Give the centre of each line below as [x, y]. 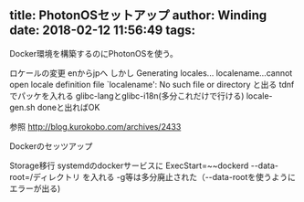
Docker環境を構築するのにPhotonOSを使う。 [94, 53]
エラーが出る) [35, 188]
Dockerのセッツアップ [51, 146]
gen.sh [22, 107]
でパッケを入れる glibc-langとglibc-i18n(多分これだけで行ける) [127, 96]
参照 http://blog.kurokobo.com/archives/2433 [95, 126]
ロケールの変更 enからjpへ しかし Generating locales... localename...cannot [151, 73]
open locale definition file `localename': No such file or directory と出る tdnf [152, 84]
